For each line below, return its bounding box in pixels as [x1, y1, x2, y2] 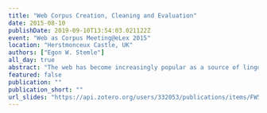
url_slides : [8, 93, 48, 101]
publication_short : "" [8, 85, 83, 94]
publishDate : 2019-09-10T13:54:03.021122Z [8, 26, 151, 34]
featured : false [8, 71, 62, 79]
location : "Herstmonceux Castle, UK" [8, 41, 133, 49]
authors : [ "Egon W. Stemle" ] [8, 49, 105, 56]
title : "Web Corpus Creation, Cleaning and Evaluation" [8, 11, 197, 20]
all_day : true [8, 56, 56, 64]
